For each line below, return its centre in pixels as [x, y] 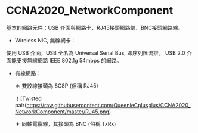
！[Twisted [28, 98]
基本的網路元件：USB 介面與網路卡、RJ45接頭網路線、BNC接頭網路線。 [95, 27]
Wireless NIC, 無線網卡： [45, 40]
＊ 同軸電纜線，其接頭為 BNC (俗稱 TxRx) [65, 123]
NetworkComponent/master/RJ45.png [62, 112]
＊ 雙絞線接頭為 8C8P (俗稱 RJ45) [56, 86]
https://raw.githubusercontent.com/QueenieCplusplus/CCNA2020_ [109, 105]
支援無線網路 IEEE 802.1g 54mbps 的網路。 [69, 60]
